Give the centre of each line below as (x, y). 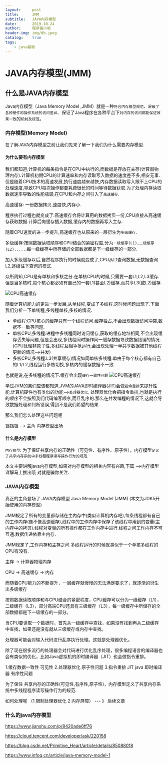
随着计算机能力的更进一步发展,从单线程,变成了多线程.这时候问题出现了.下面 (82, 304)
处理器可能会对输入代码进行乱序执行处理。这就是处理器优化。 (69, 640)
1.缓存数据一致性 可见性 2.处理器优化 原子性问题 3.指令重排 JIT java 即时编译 (84, 667)
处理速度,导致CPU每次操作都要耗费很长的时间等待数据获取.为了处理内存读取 (83, 188)
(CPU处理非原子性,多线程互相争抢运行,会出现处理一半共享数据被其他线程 (87, 346)
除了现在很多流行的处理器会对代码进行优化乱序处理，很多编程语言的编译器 (82, 650)
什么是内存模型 (20, 438)
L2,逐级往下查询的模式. (29, 266)
